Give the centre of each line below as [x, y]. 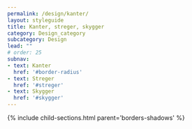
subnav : [19, 59]
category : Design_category [46, 33]
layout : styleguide [36, 20]
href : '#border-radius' [48, 72]
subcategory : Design [37, 40]
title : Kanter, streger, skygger [56, 26]
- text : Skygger [31, 91]
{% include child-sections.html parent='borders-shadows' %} [96, 118]
